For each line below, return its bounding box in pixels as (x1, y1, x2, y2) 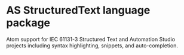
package (6, 16, 51, 30)
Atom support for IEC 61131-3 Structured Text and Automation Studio (6, 35, 175, 43)
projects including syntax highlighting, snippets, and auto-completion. (6, 42, 178, 49)
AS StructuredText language (6, 4, 151, 17)
